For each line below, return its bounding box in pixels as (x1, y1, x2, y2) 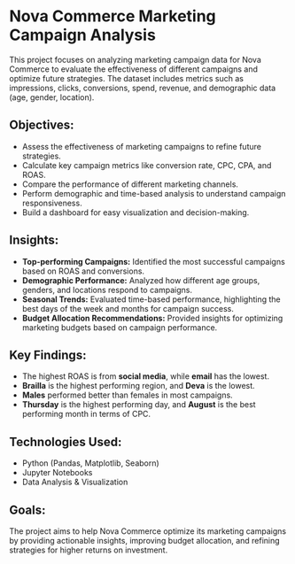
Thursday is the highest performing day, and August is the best (21, 399, 256, 410)
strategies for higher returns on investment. (9, 545, 168, 555)
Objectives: (9, 118, 74, 133)
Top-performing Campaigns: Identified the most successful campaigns (21, 256, 285, 267)
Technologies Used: (9, 434, 122, 449)
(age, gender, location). (9, 91, 95, 103)
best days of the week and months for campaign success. (21, 303, 235, 313)
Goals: (9, 502, 46, 517)
